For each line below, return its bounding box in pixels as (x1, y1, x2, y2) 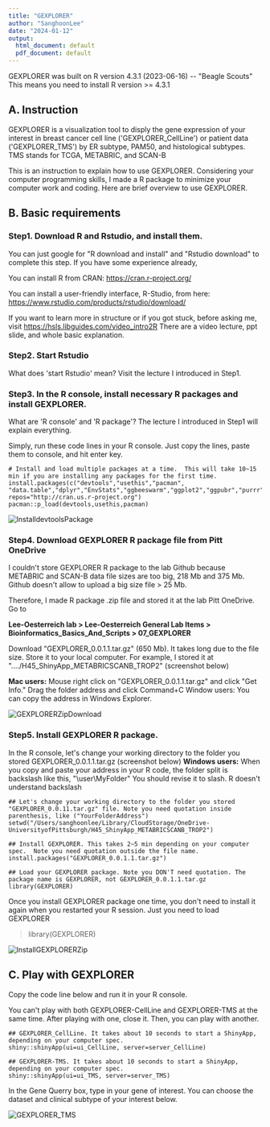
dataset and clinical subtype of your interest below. (8, 1094, 178, 1104)
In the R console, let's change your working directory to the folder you (8, 748, 240, 757)
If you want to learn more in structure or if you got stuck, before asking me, (8, 313, 257, 322)
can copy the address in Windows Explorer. (8, 694, 153, 703)
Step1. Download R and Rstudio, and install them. (8, 230, 203, 242)
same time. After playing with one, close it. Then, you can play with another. (8, 1013, 260, 1023)
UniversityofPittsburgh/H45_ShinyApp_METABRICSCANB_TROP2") (8, 826, 215, 834)
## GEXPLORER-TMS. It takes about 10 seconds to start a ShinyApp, (8, 1057, 239, 1066)
